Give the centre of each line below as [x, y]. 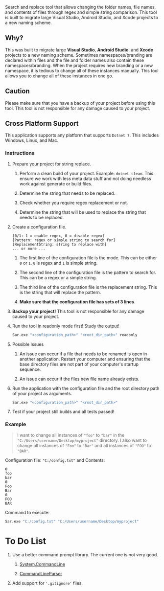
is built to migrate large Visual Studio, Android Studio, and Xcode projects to [82, 17]
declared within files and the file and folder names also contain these [75, 60]
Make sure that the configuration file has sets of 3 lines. [77, 302]
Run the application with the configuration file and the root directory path [86, 388]
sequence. [30, 369]
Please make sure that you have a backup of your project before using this [80, 103]
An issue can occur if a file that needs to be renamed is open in [83, 354]
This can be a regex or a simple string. [58, 277]
